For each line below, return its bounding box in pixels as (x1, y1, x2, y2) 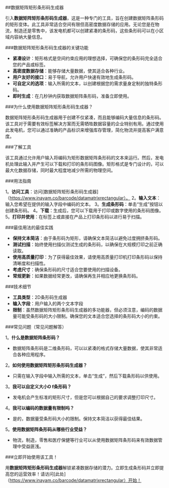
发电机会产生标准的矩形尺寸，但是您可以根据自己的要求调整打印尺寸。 (12, 394, 158, 400)
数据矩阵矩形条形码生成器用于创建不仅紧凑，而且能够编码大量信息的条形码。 (5, 115, 164, 120)
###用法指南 (5, 178, 32, 184)
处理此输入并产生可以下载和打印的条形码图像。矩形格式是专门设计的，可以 (9, 161, 164, 167)
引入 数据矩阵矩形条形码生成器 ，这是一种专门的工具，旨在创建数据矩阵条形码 (5, 15, 164, 21)
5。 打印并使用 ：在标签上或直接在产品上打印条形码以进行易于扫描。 (5, 214, 145, 220)
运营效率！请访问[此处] (18, 471, 66, 477)
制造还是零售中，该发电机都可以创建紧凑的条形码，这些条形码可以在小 (14, 28, 159, 34)
